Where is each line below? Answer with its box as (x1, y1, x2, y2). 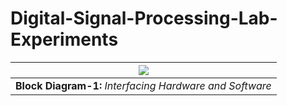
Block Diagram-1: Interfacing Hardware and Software (15, 78, 272, 92)
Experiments (10, 28, 119, 51)
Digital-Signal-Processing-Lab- (10, 7, 278, 30)
